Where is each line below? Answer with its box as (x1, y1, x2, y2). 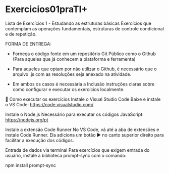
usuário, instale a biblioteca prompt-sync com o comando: (5, 152, 127, 158)
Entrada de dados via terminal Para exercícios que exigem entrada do (5, 147, 150, 153)
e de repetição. (5, 31, 37, 37)
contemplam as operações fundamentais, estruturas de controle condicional (5, 25, 164, 31)
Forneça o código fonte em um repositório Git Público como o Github (12, 51, 156, 57)
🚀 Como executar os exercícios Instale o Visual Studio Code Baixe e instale (5, 96, 161, 102)
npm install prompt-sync (5, 162, 57, 168)
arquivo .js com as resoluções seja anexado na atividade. (12, 71, 132, 77)
